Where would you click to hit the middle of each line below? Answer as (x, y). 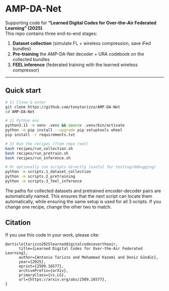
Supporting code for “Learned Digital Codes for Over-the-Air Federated (81, 23)
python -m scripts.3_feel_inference (44, 181)
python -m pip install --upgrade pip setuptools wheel (64, 130)
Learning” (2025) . (24, 28)
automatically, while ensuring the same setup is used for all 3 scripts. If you (83, 201)
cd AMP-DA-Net (20, 111)
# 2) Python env (22, 121)
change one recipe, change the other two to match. (58, 207)
